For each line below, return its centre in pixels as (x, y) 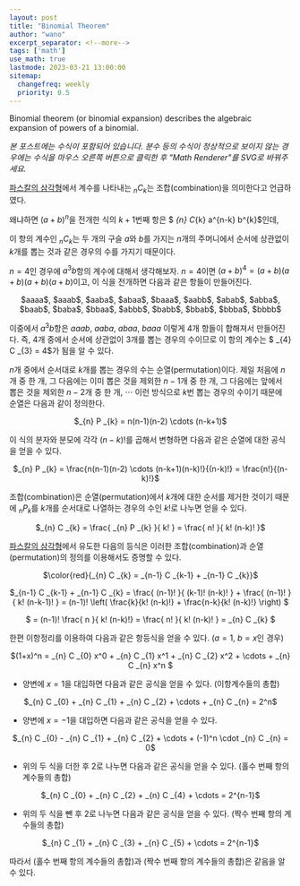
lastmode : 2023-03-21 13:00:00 (68, 68)
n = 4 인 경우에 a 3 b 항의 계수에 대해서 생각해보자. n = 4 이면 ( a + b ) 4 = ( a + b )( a (149, 270)
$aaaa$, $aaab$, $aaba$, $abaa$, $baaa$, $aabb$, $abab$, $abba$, (150, 300)
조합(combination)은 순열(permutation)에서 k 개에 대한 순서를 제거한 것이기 (141, 497)
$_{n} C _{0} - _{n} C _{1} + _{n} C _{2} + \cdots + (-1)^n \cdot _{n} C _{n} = (150, 738)
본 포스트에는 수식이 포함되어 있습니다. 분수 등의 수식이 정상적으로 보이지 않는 (144, 146)
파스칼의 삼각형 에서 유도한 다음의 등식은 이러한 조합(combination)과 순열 (137, 546)
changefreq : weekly (54, 84)
